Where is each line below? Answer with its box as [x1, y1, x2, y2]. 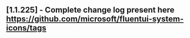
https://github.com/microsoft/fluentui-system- [6, 14, 184, 24]
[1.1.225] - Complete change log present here [6, 5, 175, 15]
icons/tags [6, 23, 46, 33]
